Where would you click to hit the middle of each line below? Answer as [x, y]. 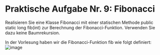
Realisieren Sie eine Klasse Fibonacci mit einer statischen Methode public [79, 22]
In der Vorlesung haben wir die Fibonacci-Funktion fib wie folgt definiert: [78, 42]
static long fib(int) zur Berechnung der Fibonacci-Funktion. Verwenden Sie [80, 27]
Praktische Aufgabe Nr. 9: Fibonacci [80, 9]
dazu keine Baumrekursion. [33, 33]
